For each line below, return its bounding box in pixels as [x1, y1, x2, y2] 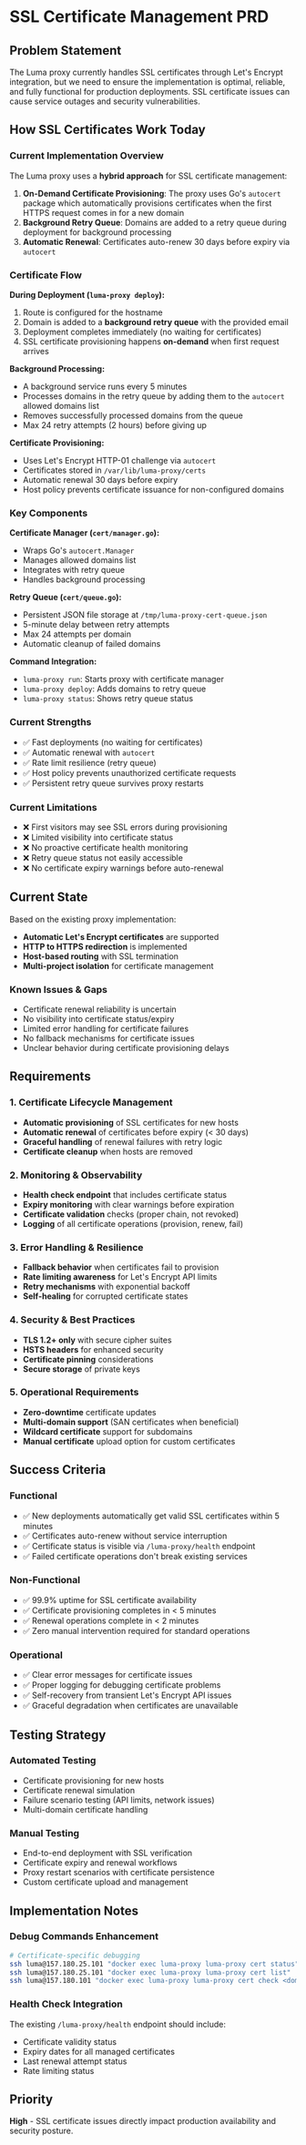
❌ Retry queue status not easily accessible [22, 852, 184, 863]
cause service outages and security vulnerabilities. [9, 96, 200, 107]
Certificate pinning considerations [22, 1353, 154, 1364]
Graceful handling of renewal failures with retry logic [22, 1136, 223, 1147]
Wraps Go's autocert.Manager [22, 545, 135, 557]
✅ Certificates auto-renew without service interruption [22, 1530, 228, 1541]
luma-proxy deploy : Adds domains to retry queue [22, 683, 207, 694]
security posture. [9, 2125, 74, 2137]
